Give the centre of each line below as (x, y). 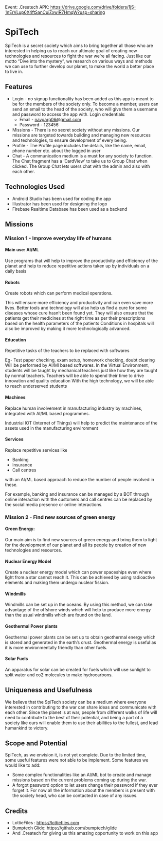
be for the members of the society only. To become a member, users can (85, 104)
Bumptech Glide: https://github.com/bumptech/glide (64, 828)
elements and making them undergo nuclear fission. (57, 583)
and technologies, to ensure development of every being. (70, 140)
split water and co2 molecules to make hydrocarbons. (59, 675)
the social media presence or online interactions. (54, 504)
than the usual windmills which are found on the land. (58, 615)
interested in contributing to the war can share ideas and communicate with (81, 707)
